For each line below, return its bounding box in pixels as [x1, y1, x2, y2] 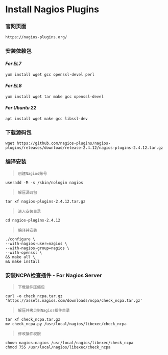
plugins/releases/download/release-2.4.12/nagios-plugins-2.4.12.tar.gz [5, 145, 163, 150]
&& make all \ [5, 254, 36, 259]
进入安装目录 [17, 209, 41, 214]
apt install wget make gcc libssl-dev [5, 116, 88, 121]
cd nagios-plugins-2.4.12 [5, 217, 60, 223]
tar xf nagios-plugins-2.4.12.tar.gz [5, 198, 86, 204]
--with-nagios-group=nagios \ [5, 246, 70, 251]
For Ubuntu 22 [5, 105, 37, 111]
